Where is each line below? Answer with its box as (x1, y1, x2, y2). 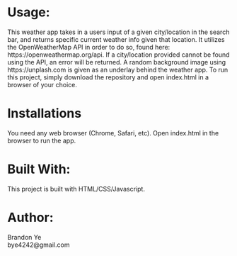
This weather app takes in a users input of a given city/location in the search (7, 28, 230, 36)
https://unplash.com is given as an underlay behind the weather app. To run (7, 65, 229, 74)
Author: (7, 210, 54, 226)
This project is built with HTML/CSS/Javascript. (7, 184, 145, 193)
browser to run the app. (7, 136, 76, 145)
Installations (7, 106, 82, 121)
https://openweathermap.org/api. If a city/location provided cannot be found (7, 50, 230, 59)
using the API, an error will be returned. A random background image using (7, 57, 226, 66)
